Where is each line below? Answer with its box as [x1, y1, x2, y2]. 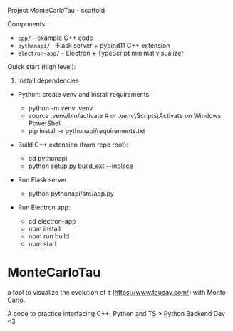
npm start [28, 240, 57, 248]
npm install [28, 224, 61, 233]
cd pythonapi [28, 154, 68, 162]
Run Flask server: [17, 176, 69, 184]
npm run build [28, 232, 70, 241]
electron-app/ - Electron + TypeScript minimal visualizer [17, 49, 184, 57]
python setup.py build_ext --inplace [28, 162, 133, 170]
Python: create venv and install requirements [17, 90, 150, 98]
